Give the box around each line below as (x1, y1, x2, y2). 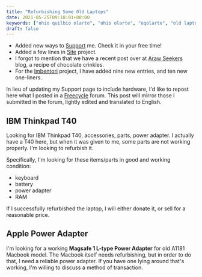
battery (14, 181, 33, 188)
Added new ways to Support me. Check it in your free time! (14, 42, 162, 49)
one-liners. (14, 74, 42, 81)
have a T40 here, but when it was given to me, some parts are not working (6, 138, 191, 145)
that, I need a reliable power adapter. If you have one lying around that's (6, 257, 185, 264)
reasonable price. (6, 212, 50, 219)
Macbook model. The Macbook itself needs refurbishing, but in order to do (6, 251, 191, 258)
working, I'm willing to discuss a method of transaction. (6, 264, 143, 271)
